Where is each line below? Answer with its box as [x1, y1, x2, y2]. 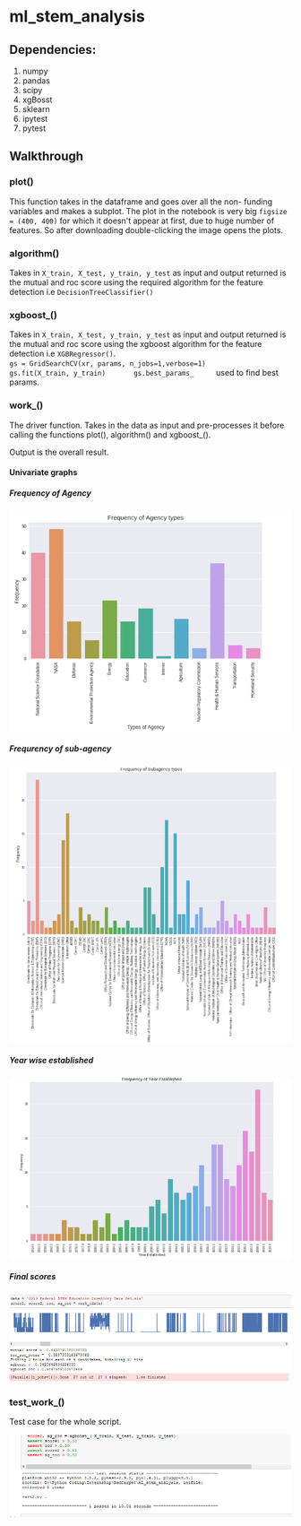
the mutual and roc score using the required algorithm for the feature [9, 276, 263, 288]
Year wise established [9, 1054, 94, 1065]
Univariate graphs [9, 467, 78, 478]
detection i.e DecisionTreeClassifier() [9, 286, 154, 297]
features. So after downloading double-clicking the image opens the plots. [9, 224, 284, 235]
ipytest [21, 114, 48, 124]
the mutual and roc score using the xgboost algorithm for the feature [9, 339, 262, 350]
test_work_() [9, 1396, 65, 1409]
